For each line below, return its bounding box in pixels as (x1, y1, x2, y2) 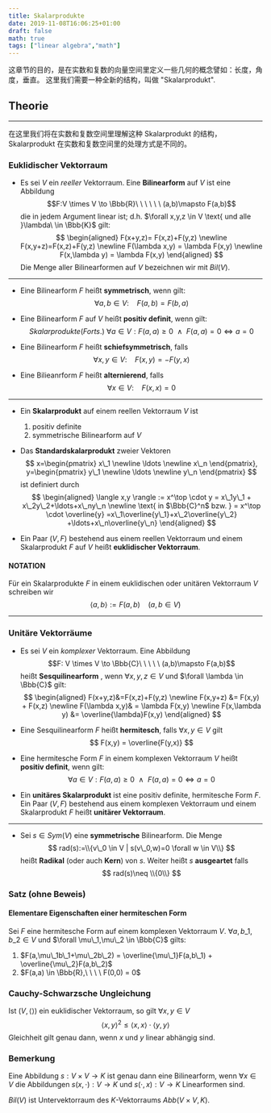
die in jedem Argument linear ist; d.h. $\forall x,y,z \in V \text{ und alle (19, 211, 252, 222)
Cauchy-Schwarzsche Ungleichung (8, 987, 152, 998)
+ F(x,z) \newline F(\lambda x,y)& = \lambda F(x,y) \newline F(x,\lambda (21, 701, 262, 711)
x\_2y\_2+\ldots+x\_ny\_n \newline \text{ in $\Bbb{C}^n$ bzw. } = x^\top (22, 501, 261, 511)
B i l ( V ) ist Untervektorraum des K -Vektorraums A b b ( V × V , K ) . (8, 1095, 211, 1105)
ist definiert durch (19, 480, 80, 490)
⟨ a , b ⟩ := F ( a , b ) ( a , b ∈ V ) (90, 600, 181, 610)
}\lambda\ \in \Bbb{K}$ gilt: (19, 220, 111, 230)
